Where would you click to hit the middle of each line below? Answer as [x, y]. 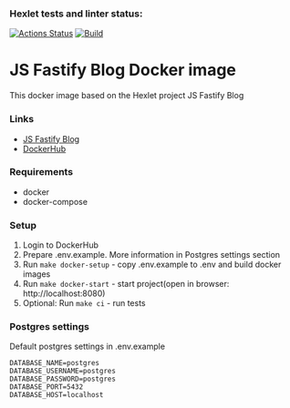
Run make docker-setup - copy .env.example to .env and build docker [152, 265]
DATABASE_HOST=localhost [57, 395]
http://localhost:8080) [64, 293]
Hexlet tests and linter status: [76, 14]
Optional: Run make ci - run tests [84, 303]
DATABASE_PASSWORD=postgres [63, 379]
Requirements [41, 172]
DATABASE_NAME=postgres [55, 363]
